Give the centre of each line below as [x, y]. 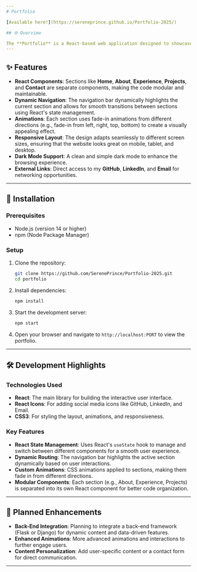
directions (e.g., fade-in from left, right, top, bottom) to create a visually [101, 125]
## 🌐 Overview [24, 33]
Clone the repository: [40, 263]
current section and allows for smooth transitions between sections [96, 106]
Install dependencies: [40, 290]
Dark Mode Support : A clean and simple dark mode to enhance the [96, 156]
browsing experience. [41, 163]
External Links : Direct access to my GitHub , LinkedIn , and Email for [97, 169]
